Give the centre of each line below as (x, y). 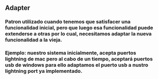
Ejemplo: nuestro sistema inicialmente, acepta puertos (71, 53)
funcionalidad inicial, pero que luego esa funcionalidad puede (79, 28)
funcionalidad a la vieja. (34, 40)
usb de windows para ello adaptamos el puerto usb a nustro (77, 65)
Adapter (18, 8)
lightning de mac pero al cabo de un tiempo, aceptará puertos (79, 59)
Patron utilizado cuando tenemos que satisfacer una (68, 22)
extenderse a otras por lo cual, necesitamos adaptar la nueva (78, 34)
